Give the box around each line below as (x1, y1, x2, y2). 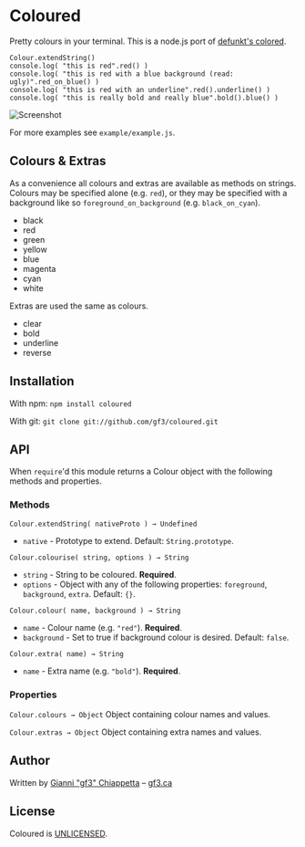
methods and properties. (9, 476, 103, 486)
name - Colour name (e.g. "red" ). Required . (22, 622, 182, 633)
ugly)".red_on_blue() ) (9, 77, 100, 87)
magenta (22, 263, 56, 274)
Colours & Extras (9, 153, 107, 169)
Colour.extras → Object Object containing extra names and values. (9, 727, 262, 737)
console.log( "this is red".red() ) (9, 61, 148, 70)
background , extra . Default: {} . (22, 588, 137, 599)
